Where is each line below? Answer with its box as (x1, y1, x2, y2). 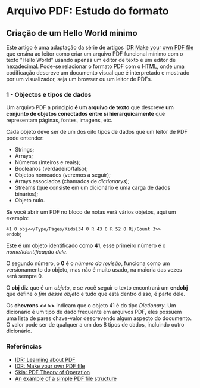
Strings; (14, 146, 35, 153)
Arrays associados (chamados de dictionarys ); (14, 178, 130, 185)
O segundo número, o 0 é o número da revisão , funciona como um (6, 260, 170, 267)
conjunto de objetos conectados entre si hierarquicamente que (6, 110, 165, 118)
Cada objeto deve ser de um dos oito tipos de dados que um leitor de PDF (6, 128, 187, 136)
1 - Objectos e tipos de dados (6, 90, 92, 98)
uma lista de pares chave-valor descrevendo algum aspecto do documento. (6, 315, 192, 322)
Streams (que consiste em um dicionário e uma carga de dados (14, 184, 171, 192)
